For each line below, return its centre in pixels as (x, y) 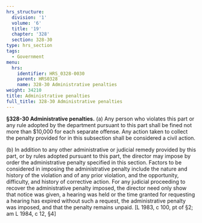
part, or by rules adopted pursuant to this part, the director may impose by (99, 156)
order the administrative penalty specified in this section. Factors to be (94, 162)
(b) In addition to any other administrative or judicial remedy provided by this (101, 149)
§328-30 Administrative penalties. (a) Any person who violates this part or (100, 119)
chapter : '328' (31, 34)
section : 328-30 (32, 40)
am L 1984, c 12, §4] (31, 213)
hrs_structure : (25, 12)
